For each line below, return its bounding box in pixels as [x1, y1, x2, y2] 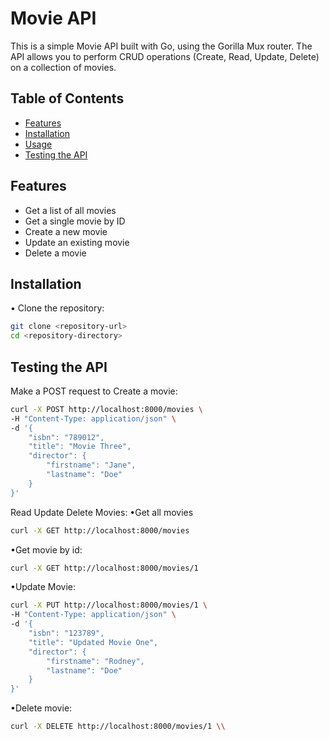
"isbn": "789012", [28, 432, 105, 442]
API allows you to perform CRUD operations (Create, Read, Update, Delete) [10, 50, 320, 62]
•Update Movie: [10, 581, 77, 593]
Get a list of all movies [24, 204, 117, 216]
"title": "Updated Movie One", [28, 637, 159, 647]
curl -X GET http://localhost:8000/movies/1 [10, 563, 199, 573]
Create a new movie [24, 225, 108, 237]
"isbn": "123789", [28, 628, 105, 639]
